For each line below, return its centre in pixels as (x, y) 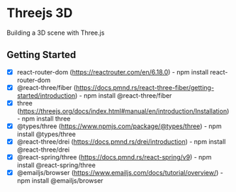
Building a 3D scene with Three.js (56, 33)
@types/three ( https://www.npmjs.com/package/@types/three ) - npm (119, 126)
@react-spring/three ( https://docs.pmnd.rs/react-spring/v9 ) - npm (114, 157)
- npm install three (44, 118)
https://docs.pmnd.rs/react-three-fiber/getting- (145, 87)
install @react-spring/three (56, 165)
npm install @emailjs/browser (60, 181)
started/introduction (46, 95)
